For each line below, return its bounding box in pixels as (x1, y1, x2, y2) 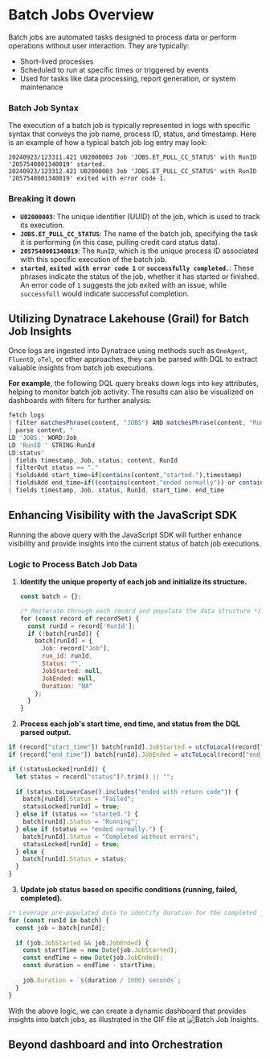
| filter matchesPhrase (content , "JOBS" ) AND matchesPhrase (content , (8, 419, 247, 427)
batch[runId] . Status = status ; (22, 855, 128, 863)
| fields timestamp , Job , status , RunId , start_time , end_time (8, 486, 225, 495)
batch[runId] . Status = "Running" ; (22, 818, 138, 826)
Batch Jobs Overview (8, 6, 154, 24)
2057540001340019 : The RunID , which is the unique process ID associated (19, 246, 259, 255)
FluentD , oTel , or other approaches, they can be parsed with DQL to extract (8, 355, 258, 364)
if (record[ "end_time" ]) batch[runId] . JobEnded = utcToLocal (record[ (8, 751, 247, 759)
